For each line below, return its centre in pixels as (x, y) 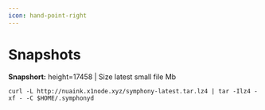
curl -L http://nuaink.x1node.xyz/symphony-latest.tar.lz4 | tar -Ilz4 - (133, 91)
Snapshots (45, 54)
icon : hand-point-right (48, 15)
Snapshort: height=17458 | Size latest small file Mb (92, 77)
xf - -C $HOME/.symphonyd (51, 98)
